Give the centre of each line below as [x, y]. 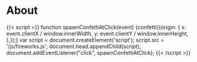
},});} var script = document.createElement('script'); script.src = [85, 40]
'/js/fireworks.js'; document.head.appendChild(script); [74, 46]
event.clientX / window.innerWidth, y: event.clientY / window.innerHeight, [97, 33]
